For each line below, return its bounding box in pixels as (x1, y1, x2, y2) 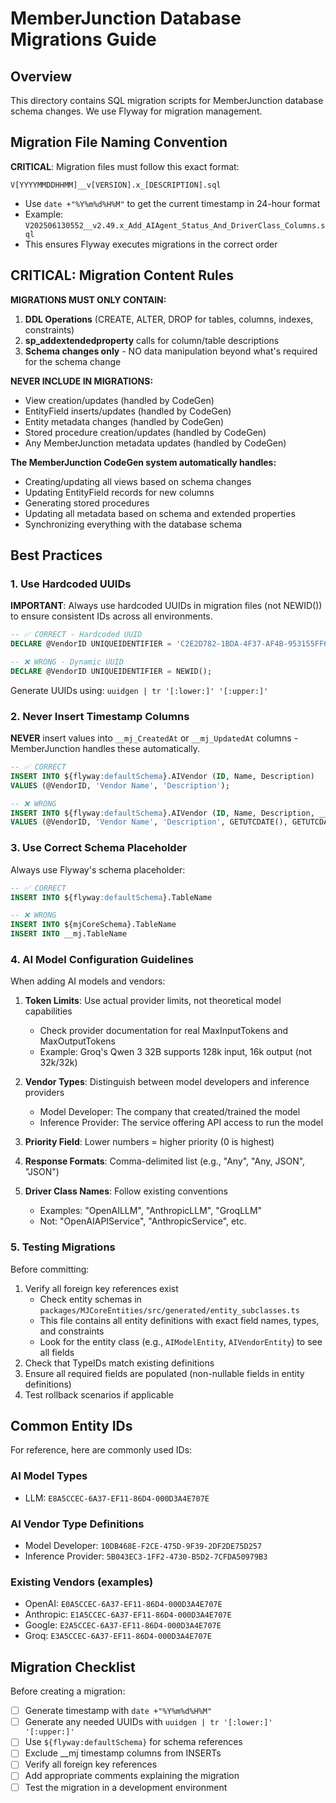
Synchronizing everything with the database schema (24, 518, 243, 530)
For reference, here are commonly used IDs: (10, 1444, 193, 1456)
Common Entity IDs (10, 1418, 133, 1435)
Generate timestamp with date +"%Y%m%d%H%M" (24, 1705, 213, 1717)
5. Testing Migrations (10, 1240, 116, 1254)
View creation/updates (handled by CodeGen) (24, 394, 215, 406)
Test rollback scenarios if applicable (24, 1388, 174, 1401)
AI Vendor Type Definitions (10, 1517, 145, 1531)
